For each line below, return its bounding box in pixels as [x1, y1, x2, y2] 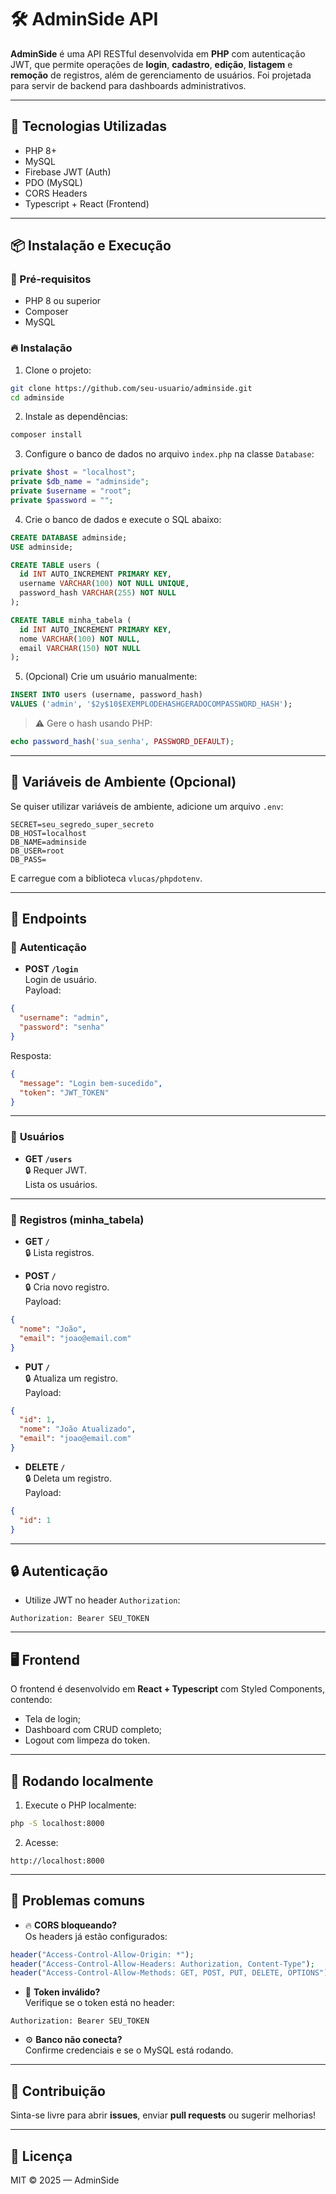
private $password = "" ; [10, 495, 114, 505]
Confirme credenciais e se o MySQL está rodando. [24, 2044, 234, 2056]
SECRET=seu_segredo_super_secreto [10, 819, 155, 830]
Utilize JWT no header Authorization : [24, 1594, 181, 1606]
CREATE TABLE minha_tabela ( [10, 615, 132, 625]
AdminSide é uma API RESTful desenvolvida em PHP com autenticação [10, 47, 306, 60]
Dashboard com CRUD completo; [24, 1724, 163, 1736]
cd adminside [10, 392, 65, 403]
